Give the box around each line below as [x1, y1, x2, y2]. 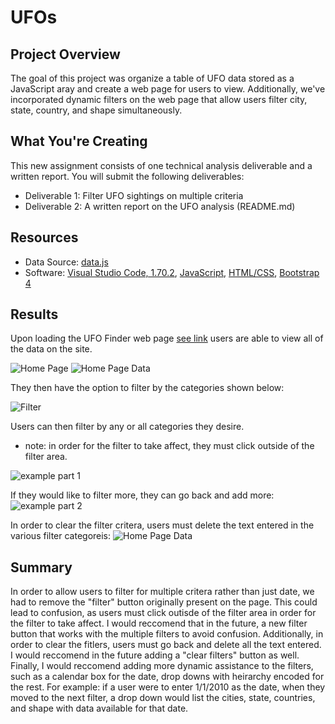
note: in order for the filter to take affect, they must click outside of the [24, 440, 315, 452]
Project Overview [10, 46, 121, 63]
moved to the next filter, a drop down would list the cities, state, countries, [10, 692, 316, 704]
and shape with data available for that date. [10, 702, 189, 715]
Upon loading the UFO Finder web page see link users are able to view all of [10, 332, 324, 345]
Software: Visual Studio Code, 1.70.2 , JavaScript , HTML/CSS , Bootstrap [24, 266, 320, 278]
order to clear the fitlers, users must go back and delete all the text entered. [10, 639, 322, 651]
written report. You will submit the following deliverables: [10, 170, 245, 182]
